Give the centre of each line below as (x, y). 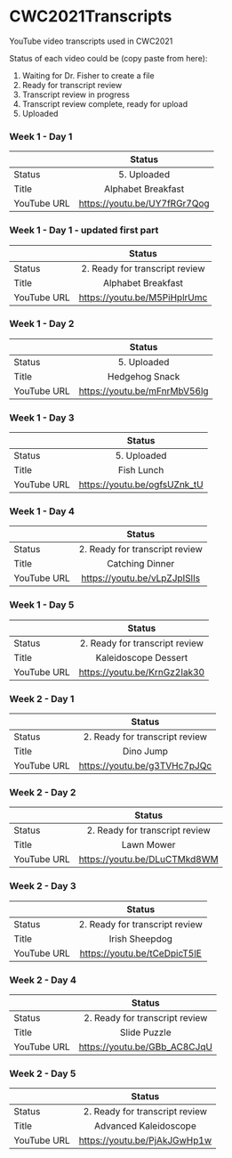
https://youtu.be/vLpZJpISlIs (141, 578)
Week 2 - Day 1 (42, 698)
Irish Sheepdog (141, 939)
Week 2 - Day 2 (43, 792)
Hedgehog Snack (144, 376)
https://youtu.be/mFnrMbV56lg (144, 391)
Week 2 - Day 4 (43, 980)
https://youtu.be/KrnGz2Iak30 (142, 672)
